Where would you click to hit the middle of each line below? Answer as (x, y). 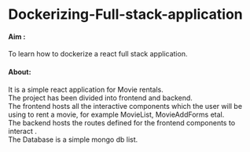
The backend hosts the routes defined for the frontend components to (122, 122)
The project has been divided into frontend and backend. (100, 98)
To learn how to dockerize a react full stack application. (98, 54)
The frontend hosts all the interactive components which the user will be (125, 106)
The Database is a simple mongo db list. (73, 139)
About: (20, 71)
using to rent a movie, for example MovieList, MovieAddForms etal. (116, 114)
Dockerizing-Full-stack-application (126, 14)
